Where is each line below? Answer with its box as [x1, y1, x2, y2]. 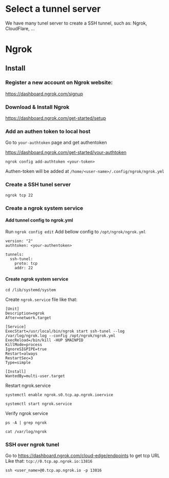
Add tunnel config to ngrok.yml [5, 217, 73, 223]
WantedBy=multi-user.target [5, 374, 66, 379]
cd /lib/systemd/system [5, 288, 56, 293]
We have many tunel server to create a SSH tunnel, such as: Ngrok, [5, 20, 147, 26]
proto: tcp [14, 260, 38, 266]
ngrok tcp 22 [5, 192, 33, 198]
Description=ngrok [5, 311, 45, 316]
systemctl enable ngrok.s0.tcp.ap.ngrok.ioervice [5, 393, 114, 398]
